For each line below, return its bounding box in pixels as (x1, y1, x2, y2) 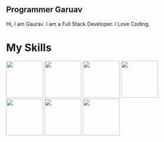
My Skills (6, 41, 52, 54)
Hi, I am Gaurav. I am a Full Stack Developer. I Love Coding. (6, 20, 150, 27)
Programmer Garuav (6, 5, 83, 15)
